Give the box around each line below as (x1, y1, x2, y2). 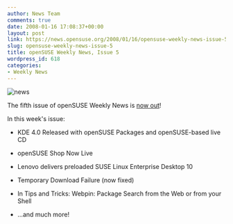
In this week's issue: (7, 114, 65, 122)
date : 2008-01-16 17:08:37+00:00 (7, 23, 104, 30)
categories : (7, 62, 42, 69)
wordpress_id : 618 (7, 56, 60, 63)
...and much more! (17, 210, 70, 218)
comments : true (7, 17, 51, 24)
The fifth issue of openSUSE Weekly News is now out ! (7, 101, 162, 109)
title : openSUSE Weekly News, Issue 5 (7, 49, 119, 56)
